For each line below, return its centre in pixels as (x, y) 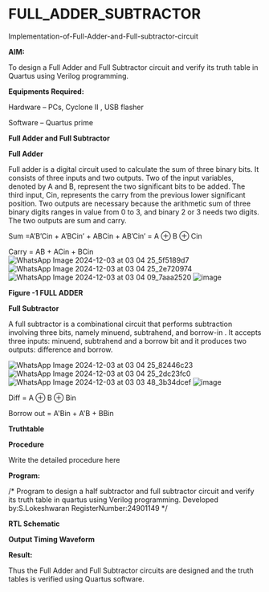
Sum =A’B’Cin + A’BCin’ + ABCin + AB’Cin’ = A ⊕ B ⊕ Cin (105, 236)
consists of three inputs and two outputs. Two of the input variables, (121, 178)
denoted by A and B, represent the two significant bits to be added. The (127, 186)
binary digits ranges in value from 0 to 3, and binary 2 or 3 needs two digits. (134, 212)
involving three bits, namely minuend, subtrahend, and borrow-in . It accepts (135, 332)
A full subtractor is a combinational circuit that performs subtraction (120, 324)
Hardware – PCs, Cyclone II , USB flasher (76, 107)
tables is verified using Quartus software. (76, 578)
